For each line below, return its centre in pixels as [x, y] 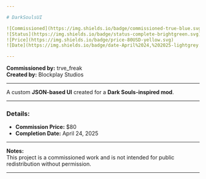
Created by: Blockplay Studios [45, 75]
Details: [18, 114]
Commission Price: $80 [46, 127]
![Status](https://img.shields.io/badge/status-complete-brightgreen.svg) [104, 34]
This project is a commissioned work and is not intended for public [90, 158]
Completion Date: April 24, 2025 [57, 133]
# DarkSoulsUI [25, 17]
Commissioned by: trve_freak [44, 68]
